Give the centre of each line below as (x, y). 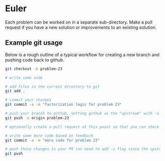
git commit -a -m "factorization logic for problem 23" (63, 105)
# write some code (24, 78)
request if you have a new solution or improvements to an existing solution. (81, 27)
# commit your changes (28, 100)
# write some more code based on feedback (49, 135)
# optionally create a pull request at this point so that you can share (82, 127)
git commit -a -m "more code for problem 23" (52, 140)
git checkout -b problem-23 (34, 69)
